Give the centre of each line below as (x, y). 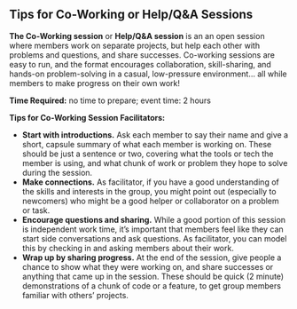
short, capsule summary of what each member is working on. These (147, 144)
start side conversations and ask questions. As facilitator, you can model (154, 238)
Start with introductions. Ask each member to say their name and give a (155, 135)
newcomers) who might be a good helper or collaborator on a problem (150, 201)
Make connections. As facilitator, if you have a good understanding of (150, 182)
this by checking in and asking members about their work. (128, 248)
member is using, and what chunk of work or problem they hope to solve (155, 162)
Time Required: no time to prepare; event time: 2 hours (110, 100)
